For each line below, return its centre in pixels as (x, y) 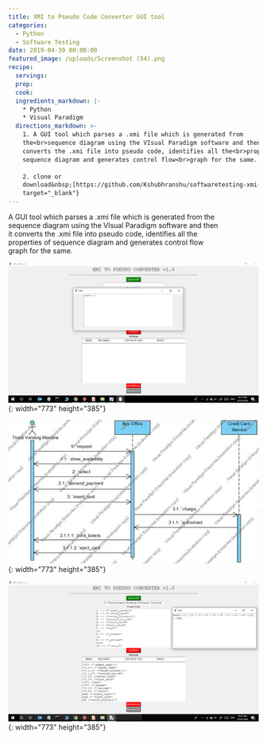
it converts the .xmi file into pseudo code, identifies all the (103, 234)
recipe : (21, 68)
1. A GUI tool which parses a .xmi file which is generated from (133, 135)
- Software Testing (48, 42)
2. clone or (42, 176)
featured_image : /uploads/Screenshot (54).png (87, 59)
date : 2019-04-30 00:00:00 (53, 51)
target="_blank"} (51, 194)
